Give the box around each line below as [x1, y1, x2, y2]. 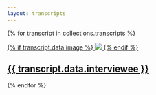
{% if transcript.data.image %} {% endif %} [7, 43, 139, 52]
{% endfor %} [7, 81, 47, 89]
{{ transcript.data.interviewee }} [7, 63, 150, 75]
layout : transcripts [7, 10, 67, 17]
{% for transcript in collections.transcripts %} [7, 29, 136, 37]
